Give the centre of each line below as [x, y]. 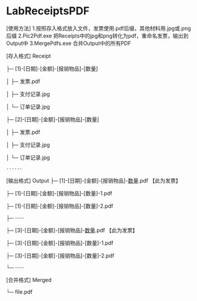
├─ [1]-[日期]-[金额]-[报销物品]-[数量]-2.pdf [60, 206]
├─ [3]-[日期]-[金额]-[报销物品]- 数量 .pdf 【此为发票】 [72, 230]
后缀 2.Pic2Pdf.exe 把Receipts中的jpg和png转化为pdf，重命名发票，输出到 [97, 36]
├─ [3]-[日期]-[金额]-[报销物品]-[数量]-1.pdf [60, 242]
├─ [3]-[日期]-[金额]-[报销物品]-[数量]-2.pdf [60, 256]
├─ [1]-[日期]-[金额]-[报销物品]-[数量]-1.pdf [59, 193]
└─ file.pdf [19, 291]
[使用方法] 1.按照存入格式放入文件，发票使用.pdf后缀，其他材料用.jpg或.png [99, 28]
